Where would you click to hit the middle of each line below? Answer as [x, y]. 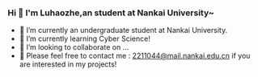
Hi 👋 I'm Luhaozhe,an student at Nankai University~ [111, 13]
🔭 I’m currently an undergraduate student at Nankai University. [123, 30]
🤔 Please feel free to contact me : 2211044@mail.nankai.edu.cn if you [135, 56]
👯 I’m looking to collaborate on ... [74, 47]
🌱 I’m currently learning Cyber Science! [85, 38]
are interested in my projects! [68, 64]
